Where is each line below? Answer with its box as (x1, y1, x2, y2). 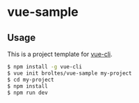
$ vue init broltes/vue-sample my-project (7, 70, 132, 77)
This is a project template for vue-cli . (7, 50, 113, 58)
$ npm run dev (7, 89, 49, 96)
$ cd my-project (7, 76, 54, 83)
